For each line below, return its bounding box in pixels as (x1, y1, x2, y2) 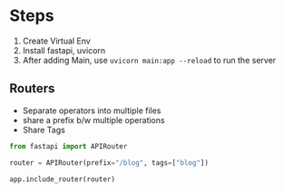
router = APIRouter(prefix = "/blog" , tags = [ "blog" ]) (9, 158, 209, 168)
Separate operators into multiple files (22, 105, 162, 116)
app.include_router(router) (9, 174, 116, 184)
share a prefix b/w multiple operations (22, 114, 165, 125)
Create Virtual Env (22, 35, 91, 46)
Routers (9, 81, 55, 96)
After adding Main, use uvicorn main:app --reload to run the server (22, 54, 277, 65)
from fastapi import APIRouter (9, 141, 128, 150)
